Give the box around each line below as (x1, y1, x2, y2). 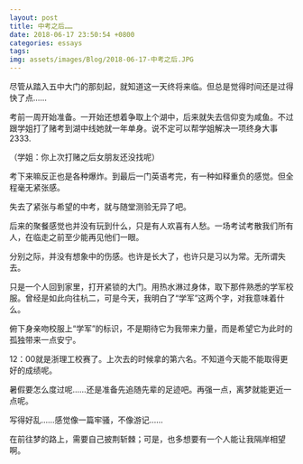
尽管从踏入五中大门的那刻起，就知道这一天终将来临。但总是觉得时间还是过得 (9, 81, 294, 91)
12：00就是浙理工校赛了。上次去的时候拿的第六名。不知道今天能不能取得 (9, 354, 280, 364)
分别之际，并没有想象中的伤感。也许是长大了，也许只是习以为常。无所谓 (9, 251, 278, 262)
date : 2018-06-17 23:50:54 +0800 (9, 30, 135, 39)
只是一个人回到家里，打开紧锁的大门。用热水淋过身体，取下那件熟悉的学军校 (9, 282, 294, 292)
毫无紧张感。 (16, 182, 65, 192)
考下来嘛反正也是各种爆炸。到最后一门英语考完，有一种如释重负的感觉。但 (9, 171, 286, 181)
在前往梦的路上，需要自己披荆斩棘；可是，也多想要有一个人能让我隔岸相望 (9, 434, 286, 444)
